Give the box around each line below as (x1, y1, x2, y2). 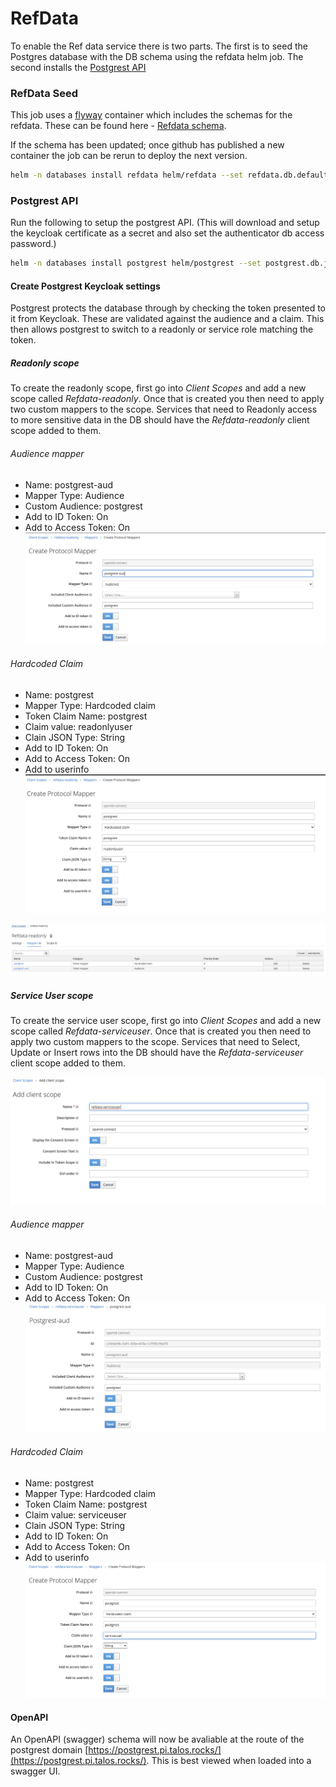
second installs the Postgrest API (10, 61, 147, 73)
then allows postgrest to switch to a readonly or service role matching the (10, 323, 314, 336)
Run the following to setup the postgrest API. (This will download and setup (10, 217, 320, 229)
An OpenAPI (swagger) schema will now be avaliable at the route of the (10, 1733, 305, 1746)
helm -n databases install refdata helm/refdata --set (10, 170, 244, 181)
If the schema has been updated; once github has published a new (10, 139, 285, 151)
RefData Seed (10, 86, 79, 100)
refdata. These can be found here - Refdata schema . (10, 120, 227, 132)
